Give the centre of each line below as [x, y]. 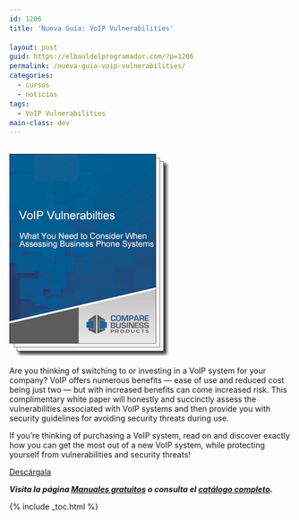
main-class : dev [39, 123]
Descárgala [30, 472]
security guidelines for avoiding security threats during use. [120, 418]
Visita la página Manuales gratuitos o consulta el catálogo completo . [141, 490]
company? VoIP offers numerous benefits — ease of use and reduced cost [147, 380]
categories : [31, 76]
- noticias [38, 94]
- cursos [34, 85]
